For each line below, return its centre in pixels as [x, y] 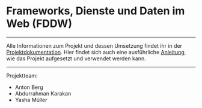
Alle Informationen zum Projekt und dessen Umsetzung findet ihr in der [94, 45]
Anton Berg [29, 87]
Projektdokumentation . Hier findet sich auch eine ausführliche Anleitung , [96, 52]
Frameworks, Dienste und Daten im [96, 11]
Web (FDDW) [39, 24]
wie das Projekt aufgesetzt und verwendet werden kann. [76, 58]
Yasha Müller [31, 100]
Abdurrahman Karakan [43, 93]
